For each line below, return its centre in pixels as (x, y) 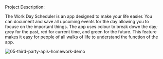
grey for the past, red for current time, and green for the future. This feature (81, 32)
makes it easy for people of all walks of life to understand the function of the (81, 37)
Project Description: (25, 7)
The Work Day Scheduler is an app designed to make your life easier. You (79, 16)
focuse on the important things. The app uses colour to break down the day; (81, 27)
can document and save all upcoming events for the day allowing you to (77, 22)
